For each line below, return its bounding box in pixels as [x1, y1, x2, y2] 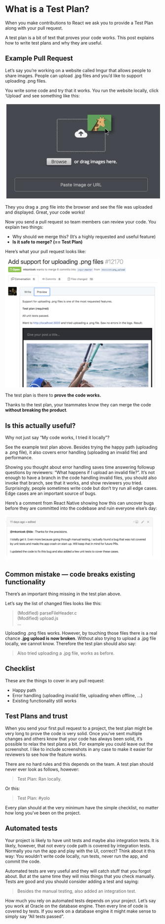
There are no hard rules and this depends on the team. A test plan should [5, 761, 154, 767]
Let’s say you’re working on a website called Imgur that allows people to [5, 67, 151, 73]
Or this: [5, 785, 20, 792]
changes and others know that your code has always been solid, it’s [5, 736, 143, 742]
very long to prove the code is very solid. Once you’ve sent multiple [5, 730, 142, 736]
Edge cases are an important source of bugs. [5, 490, 97, 496]
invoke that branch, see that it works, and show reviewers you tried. [5, 480, 143, 486]
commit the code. [5, 858, 41, 864]
